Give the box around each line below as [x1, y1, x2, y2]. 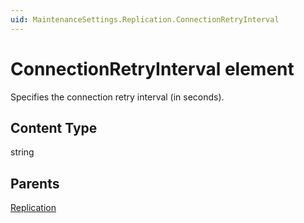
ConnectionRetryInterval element [10, 57, 295, 80]
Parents [10, 175, 60, 192]
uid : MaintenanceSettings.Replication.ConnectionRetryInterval [10, 14, 280, 25]
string [10, 146, 35, 158]
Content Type [10, 119, 98, 136]
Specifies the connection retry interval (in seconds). [10, 91, 225, 103]
